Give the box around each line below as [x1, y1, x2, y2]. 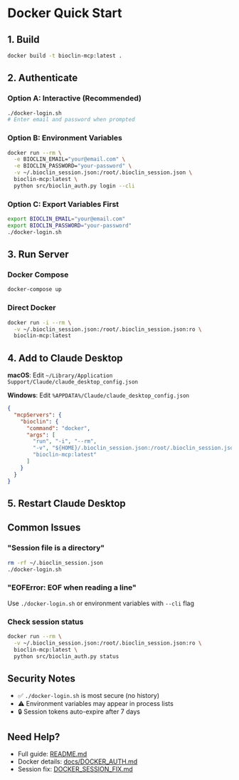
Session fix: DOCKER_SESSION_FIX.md [17, 765, 133, 774]
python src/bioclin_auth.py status [14, 652, 119, 660]
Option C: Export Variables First [7, 199, 119, 209]
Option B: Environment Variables [7, 133, 122, 143]
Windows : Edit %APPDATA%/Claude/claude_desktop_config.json [7, 391, 190, 400]
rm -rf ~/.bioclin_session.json [7, 559, 103, 566]
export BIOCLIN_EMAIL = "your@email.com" [7, 215, 126, 222]
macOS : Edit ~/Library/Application [7, 371, 113, 379]
